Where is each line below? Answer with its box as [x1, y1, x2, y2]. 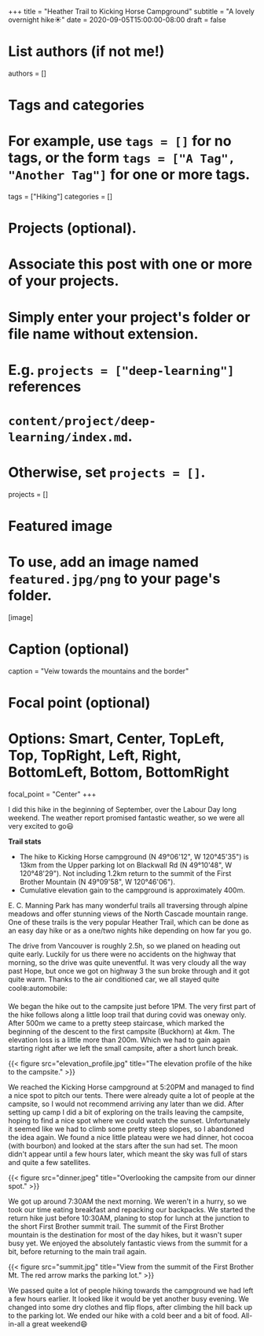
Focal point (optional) [8, 694, 151, 712]
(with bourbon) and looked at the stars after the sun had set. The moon [8, 1141, 238, 1151]
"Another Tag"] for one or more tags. [8, 165, 251, 184]
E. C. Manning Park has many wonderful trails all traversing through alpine [8, 901, 248, 911]
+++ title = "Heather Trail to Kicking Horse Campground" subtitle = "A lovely [8, 7, 255, 16]
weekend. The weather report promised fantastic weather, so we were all [8, 813, 245, 822]
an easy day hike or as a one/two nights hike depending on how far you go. [8, 926, 251, 936]
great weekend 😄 [31, 1319, 88, 1329]
